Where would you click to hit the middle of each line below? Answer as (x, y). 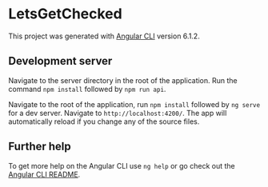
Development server (60, 61)
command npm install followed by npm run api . (87, 89)
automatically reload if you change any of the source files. (104, 121)
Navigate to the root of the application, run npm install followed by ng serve (134, 104)
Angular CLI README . (44, 174)
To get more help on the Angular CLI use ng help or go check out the (122, 165)
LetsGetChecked (65, 14)
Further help (40, 147)
